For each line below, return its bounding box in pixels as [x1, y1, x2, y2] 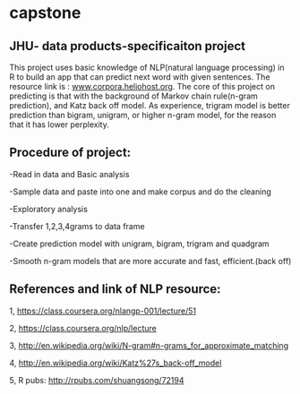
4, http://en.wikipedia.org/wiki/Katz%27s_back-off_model [9, 357, 222, 368]
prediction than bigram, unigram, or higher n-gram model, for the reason [9, 110, 277, 120]
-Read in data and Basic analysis [9, 168, 130, 179]
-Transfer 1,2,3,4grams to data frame [9, 220, 145, 231]
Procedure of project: [9, 145, 132, 160]
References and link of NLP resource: [9, 281, 221, 297]
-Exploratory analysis [9, 203, 88, 214]
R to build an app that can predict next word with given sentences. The [9, 72, 270, 82]
